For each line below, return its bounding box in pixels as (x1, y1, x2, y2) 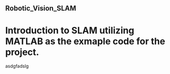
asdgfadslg (5, 63, 29, 69)
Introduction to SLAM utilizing (5, 24, 134, 36)
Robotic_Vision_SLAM (5, 4, 76, 13)
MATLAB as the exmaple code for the (5, 35, 165, 47)
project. (5, 46, 39, 58)
